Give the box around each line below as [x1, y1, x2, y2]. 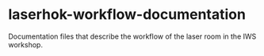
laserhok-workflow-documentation [8, 6, 246, 24]
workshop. [8, 39, 44, 49]
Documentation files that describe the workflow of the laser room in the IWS [8, 32, 257, 41]
